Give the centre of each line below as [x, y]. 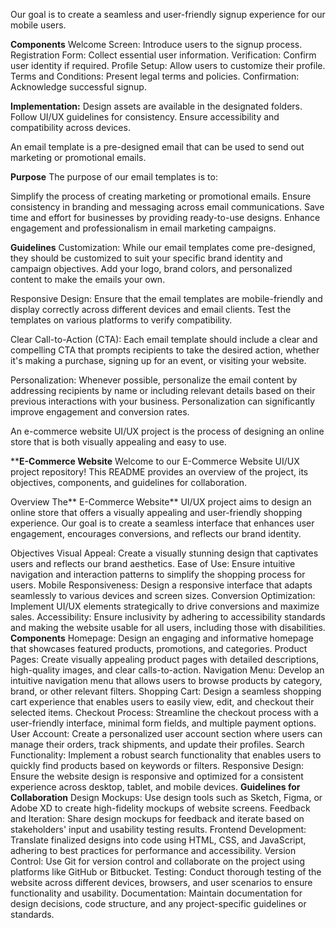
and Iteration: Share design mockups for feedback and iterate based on [157, 818]
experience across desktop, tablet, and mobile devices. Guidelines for [155, 787]
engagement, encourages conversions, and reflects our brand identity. [156, 533]
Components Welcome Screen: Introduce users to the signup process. [156, 44]
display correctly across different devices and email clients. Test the [151, 309]
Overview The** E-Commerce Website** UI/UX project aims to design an [161, 502]
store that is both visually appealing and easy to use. [118, 442]
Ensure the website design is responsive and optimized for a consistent [157, 776]
